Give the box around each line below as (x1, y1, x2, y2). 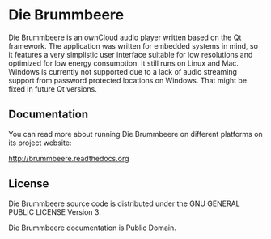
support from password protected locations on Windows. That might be (8, 75, 248, 85)
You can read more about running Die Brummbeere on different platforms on (8, 129, 263, 139)
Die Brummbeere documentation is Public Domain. (8, 223, 176, 233)
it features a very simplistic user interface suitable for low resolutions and (8, 49, 253, 59)
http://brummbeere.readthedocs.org (8, 153, 129, 163)
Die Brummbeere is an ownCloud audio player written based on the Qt (8, 32, 242, 42)
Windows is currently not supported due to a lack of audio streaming (8, 66, 237, 76)
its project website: (8, 138, 72, 147)
